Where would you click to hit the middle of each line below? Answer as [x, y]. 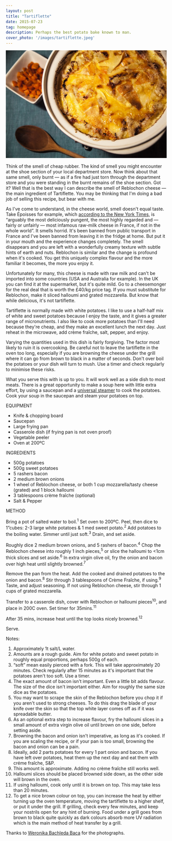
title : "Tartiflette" [29, 16]
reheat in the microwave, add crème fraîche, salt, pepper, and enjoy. [78, 332]
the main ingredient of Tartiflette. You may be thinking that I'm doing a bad [84, 193]
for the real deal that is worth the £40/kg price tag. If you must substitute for [86, 289]
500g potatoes [29, 463]
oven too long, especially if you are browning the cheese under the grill [81, 353]
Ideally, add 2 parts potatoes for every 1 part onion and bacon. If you [85, 752]
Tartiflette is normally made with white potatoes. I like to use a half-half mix [85, 310]
